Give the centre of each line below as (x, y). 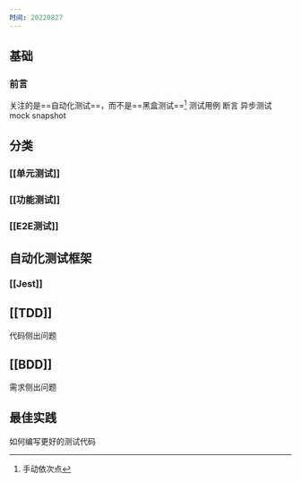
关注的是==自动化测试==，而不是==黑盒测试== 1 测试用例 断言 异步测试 (141, 104)
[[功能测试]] (35, 200)
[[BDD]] (30, 364)
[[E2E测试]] (34, 227)
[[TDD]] (31, 313)
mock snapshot (38, 115)
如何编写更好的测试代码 (52, 441)
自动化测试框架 (51, 258)
